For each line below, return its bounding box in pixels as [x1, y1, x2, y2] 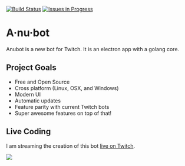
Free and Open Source [14, 78, 70, 85]
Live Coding [6, 127, 51, 137]
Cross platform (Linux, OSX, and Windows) [14, 84, 119, 91]
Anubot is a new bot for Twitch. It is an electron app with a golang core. [6, 45, 180, 52]
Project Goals [6, 62, 57, 73]
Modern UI [14, 91, 41, 98]
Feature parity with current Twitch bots [14, 103, 110, 110]
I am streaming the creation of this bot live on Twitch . [6, 142, 136, 150]
